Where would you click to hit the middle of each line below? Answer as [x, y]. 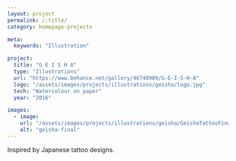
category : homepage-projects [50, 27]
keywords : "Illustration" [52, 46]
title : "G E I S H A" [45, 65]
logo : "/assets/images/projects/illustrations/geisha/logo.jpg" [110, 85]
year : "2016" [33, 98]
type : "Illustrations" [47, 71]
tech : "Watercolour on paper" [58, 91]
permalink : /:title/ [38, 20]
